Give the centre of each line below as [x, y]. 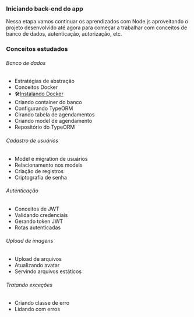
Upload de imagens [30, 241]
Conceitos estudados [37, 49]
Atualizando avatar [37, 266]
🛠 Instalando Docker [39, 94]
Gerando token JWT [39, 221]
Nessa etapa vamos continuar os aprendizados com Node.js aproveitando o [97, 22]
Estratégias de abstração [44, 81]
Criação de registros [39, 171]
